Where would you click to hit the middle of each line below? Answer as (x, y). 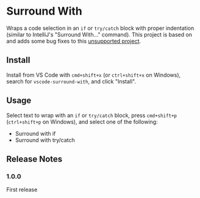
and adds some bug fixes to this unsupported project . (74, 41)
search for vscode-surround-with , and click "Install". (71, 81)
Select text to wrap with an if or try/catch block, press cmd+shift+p (92, 115)
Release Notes (34, 159)
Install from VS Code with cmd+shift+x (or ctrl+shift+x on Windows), (94, 75)
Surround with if (35, 133)
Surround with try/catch (45, 140)
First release (22, 189)
